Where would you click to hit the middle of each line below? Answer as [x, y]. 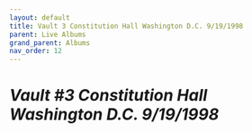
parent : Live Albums [48, 34]
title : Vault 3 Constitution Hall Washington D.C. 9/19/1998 [126, 26]
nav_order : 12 [36, 51]
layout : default [40, 18]
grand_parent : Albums [50, 43]
